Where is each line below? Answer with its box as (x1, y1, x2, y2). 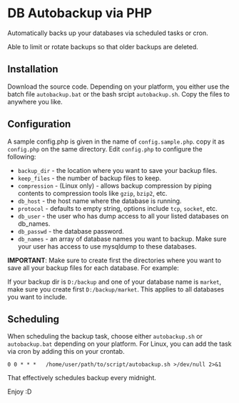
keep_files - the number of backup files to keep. (17, 174, 162, 182)
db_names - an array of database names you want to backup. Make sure (17, 234, 227, 243)
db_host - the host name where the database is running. (17, 196, 182, 205)
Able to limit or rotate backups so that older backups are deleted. (7, 42, 198, 51)
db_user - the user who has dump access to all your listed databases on (17, 212, 229, 220)
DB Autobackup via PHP (7, 5, 152, 21)
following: (7, 152, 36, 161)
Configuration (7, 118, 71, 130)
